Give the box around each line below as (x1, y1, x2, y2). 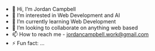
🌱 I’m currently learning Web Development (11, 18, 116, 25)
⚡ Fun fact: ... (11, 40, 45, 46)
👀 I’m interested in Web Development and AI (11, 12, 120, 19)
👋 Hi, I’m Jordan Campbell (11, 6, 76, 12)
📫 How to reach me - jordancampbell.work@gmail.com (11, 31, 149, 38)
